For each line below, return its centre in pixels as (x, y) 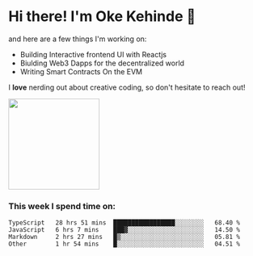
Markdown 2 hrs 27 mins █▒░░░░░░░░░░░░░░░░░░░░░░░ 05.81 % (124, 237)
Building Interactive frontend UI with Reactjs (93, 54)
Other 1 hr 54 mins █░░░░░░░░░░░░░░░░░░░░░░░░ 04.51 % (124, 244)
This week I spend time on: (62, 206)
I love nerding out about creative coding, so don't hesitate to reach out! (127, 87)
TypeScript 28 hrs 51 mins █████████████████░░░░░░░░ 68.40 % (124, 223)
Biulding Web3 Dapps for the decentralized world (102, 63)
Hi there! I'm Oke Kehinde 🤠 (102, 17)
